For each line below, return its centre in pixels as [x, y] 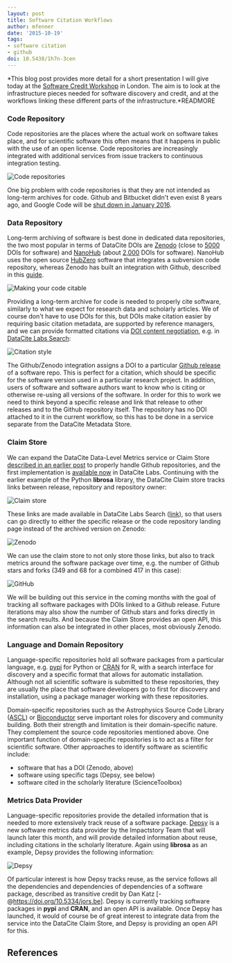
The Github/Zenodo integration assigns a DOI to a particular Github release [114, 366]
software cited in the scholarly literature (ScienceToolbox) [99, 782]
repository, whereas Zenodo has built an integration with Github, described [114, 267]
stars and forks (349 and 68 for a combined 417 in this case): [94, 570]
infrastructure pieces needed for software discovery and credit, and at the [113, 93]
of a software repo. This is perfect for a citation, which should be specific [112, 373]
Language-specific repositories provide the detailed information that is [108, 815]
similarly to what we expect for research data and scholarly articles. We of [113, 309]
